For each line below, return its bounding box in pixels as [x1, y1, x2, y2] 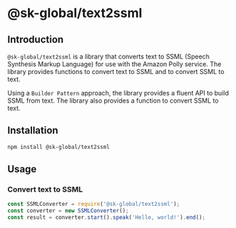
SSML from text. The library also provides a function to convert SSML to [7, 96, 219, 105]
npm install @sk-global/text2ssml [7, 143, 111, 150]
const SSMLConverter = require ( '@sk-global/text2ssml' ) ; [7, 201, 180, 208]
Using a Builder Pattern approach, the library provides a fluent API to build [7, 89, 230, 97]
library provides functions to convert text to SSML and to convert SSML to [7, 68, 225, 76]
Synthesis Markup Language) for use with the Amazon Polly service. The [7, 60, 222, 68]
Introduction [7, 33, 64, 46]
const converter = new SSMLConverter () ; [7, 207, 130, 214]
